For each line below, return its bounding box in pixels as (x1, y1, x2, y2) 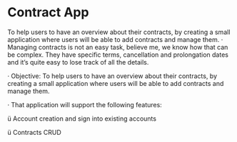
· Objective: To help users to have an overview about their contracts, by (7, 72, 218, 80)
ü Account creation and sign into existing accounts (7, 114, 157, 123)
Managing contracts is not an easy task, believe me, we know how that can (7, 43, 228, 51)
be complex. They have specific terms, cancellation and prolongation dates (7, 50, 228, 59)
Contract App (7, 4, 89, 21)
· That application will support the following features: (7, 100, 162, 109)
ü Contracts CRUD (7, 128, 62, 136)
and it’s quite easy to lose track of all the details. (7, 58, 149, 66)
